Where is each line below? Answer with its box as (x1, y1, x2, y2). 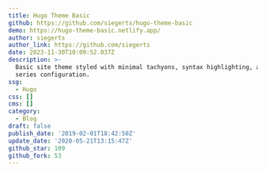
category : (8, 108, 41, 116)
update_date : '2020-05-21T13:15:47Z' (8, 136, 133, 145)
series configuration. (15, 71, 90, 78)
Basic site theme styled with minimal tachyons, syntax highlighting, (15, 63, 253, 71)
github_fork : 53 (8, 151, 62, 159)
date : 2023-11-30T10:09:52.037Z (8, 48, 115, 56)
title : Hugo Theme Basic (8, 11, 90, 20)
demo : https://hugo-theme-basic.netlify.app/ (8, 26, 161, 34)
